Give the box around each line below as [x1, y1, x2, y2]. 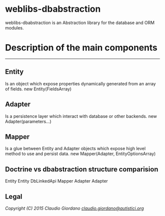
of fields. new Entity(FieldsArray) [5, 86, 72, 92]
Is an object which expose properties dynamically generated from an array [5, 81, 156, 86]
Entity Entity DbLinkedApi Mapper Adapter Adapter [5, 178, 108, 184]
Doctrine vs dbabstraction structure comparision [5, 165, 159, 173]
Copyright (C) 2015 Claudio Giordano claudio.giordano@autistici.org [5, 205, 144, 211]
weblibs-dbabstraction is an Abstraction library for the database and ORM [5, 20, 155, 26]
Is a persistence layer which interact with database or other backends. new [5, 113, 157, 119]
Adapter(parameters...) [5, 118, 52, 124]
